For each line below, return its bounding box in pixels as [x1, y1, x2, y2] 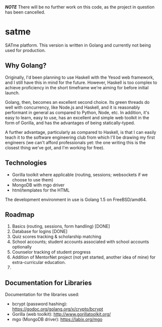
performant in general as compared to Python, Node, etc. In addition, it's [5, 109, 150, 115]
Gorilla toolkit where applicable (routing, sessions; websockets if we [12, 172, 148, 178]
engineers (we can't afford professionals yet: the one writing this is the [5, 139, 146, 145]
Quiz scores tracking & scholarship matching [12, 234, 102, 240]
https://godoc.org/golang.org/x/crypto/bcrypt [12, 306, 103, 312]
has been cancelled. [5, 9, 45, 15]
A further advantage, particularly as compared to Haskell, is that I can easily [5, 129, 156, 135]
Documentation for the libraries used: [5, 292, 80, 297]
